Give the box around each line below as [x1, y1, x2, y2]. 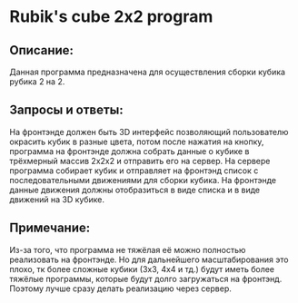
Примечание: [9, 220, 91, 236]
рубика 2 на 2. [9, 76, 65, 87]
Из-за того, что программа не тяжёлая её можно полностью [9, 244, 246, 255]
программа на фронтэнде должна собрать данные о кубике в [9, 145, 250, 156]
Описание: [9, 43, 74, 58]
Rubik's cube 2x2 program [9, 6, 214, 27]
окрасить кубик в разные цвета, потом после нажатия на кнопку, [9, 136, 264, 147]
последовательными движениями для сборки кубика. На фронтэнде [9, 174, 277, 185]
